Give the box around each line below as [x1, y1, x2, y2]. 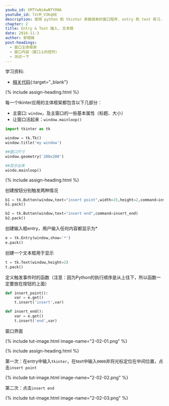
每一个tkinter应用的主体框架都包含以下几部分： [5, 99, 102, 106]
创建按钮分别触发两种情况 [5, 187, 58, 193]
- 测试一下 [10, 54, 30, 59]
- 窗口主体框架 [10, 45, 37, 50]
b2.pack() [5, 216, 26, 221]
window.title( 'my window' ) [5, 140, 62, 146]
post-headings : [5, 40, 37, 45]
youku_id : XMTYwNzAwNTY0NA [5, 7, 62, 13]
